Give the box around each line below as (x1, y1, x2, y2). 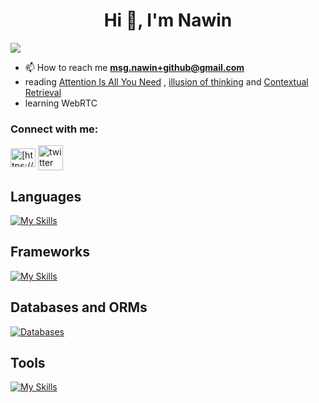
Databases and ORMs (10, 299, 148, 316)
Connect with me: (10, 122, 99, 136)
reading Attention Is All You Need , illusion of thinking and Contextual (24, 75, 309, 88)
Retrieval (24, 86, 62, 98)
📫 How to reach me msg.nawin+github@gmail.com (24, 61, 245, 73)
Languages (10, 188, 82, 205)
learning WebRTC (24, 97, 98, 109)
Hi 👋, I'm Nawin (103, 9, 233, 32)
